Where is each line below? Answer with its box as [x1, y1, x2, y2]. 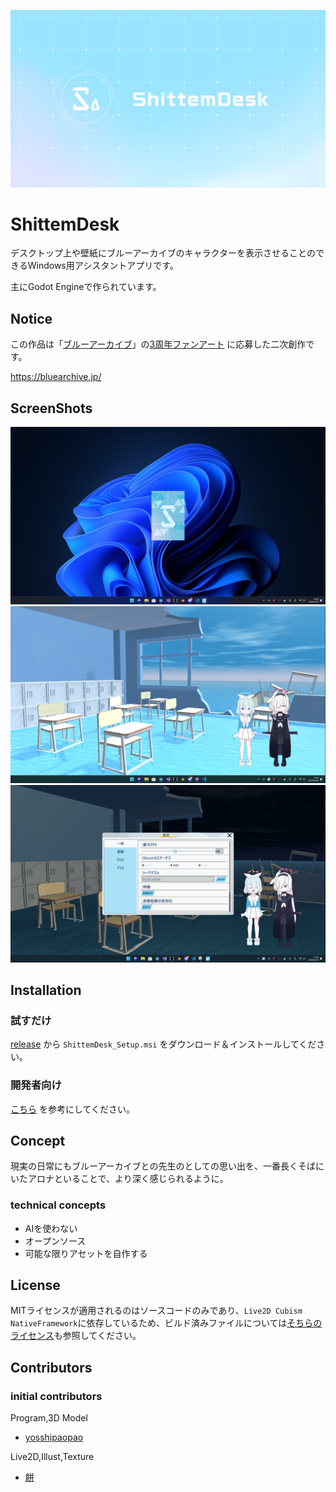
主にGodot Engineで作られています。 [10, 281, 162, 293]
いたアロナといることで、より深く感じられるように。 [10, 1173, 229, 1185]
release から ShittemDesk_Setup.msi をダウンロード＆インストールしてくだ [10, 1038, 317, 1050]
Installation [10, 981, 82, 999]
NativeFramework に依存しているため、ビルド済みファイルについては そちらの [10, 1317, 323, 1329]
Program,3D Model [10, 1412, 88, 1424]
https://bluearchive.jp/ [10, 371, 102, 383]
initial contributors [10, 1389, 103, 1403]
